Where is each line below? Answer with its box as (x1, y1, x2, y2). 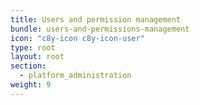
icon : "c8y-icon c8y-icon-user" (10, 33, 145, 43)
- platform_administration (19, 71, 132, 81)
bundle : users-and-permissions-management (10, 24, 190, 34)
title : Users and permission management (10, 14, 182, 25)
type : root (10, 42, 56, 53)
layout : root (10, 52, 65, 62)
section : (10, 61, 47, 71)
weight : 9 (10, 80, 52, 90)
